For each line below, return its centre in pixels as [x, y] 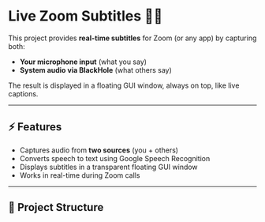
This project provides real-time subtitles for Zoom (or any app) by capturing [132, 38]
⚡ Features [35, 127]
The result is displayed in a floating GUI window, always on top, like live [124, 85]
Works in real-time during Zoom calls [80, 175]
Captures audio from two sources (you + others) [99, 150]
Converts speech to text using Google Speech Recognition [115, 158]
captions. [23, 93]
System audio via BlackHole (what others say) [95, 70]
